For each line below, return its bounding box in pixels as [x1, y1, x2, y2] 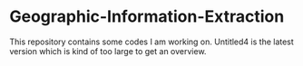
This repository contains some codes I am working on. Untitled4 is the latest [9, 36, 295, 47]
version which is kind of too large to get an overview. [9, 45, 207, 56]
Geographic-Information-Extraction [9, 6, 285, 27]
